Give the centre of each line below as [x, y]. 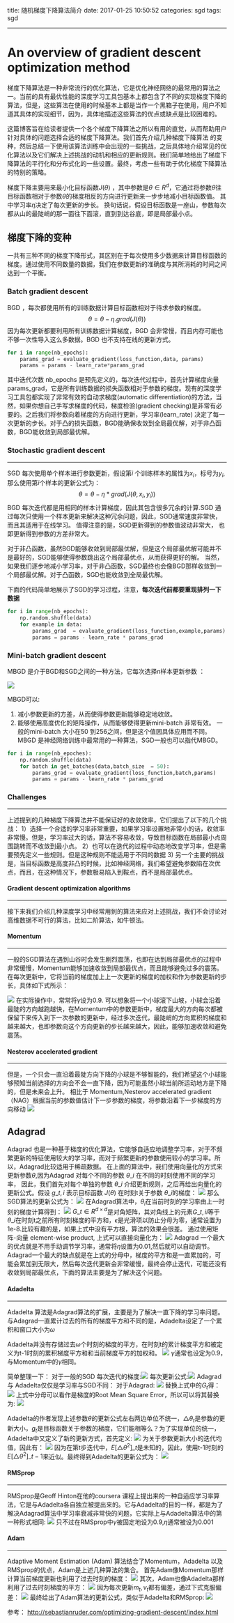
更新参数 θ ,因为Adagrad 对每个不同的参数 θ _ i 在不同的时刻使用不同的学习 [111, 1175]
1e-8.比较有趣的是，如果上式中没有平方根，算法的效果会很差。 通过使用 [110, 1229]
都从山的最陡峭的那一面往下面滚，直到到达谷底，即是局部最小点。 [102, 213]
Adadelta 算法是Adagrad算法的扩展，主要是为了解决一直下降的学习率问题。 [116, 1312]
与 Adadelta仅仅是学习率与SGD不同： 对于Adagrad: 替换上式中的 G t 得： [114, 1386]
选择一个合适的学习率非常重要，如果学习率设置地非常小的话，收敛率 [127, 829]
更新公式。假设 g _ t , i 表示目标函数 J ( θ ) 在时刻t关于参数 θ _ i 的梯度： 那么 [113, 1192]
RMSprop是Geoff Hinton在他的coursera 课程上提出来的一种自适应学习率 [110, 1495]
